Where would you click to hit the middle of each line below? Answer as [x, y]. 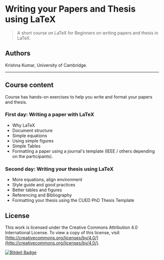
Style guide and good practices [44, 185]
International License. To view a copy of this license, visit [62, 232]
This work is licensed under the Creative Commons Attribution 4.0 [72, 227]
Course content [29, 85]
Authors [18, 53]
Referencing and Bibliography [42, 195]
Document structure [32, 130]
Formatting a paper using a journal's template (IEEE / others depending [83, 151]
